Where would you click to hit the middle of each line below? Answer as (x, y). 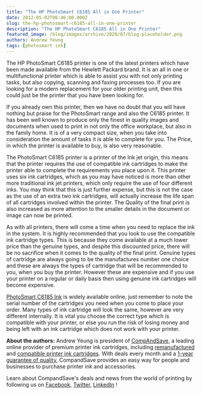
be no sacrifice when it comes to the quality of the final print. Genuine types (101, 253)
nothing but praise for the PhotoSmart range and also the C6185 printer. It (98, 113)
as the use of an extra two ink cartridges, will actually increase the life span (100, 196)
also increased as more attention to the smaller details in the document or (98, 209)
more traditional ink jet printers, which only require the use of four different (99, 183)
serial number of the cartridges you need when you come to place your (95, 303)
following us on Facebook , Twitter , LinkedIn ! (62, 384)
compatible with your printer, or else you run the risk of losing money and (98, 322)
